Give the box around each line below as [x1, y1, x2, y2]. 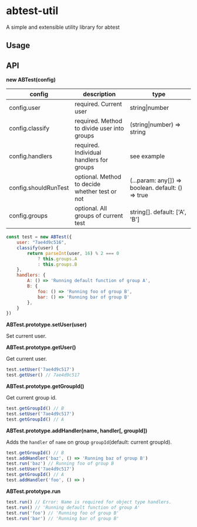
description [83, 90, 116, 98]
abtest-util [6, 4, 59, 18]
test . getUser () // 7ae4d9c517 [6, 372, 80, 378]
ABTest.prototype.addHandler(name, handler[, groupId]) [6, 427, 148, 434]
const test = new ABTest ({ [6, 234, 72, 240]
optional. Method [74, 173, 121, 181]
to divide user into [74, 125, 124, 133]
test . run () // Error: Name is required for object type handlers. [6, 499, 172, 505]
